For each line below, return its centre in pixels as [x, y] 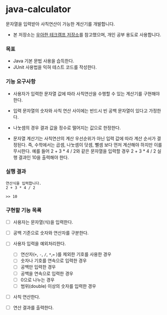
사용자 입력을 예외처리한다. [39, 244]
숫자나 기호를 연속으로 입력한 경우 [54, 260]
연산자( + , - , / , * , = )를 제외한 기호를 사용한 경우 [66, 254]
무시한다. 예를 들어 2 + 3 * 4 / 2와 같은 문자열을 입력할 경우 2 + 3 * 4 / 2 [85, 151]
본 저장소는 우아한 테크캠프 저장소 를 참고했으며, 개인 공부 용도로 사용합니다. [87, 34]
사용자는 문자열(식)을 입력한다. [43, 222]
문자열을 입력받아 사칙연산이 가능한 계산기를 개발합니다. [60, 24]
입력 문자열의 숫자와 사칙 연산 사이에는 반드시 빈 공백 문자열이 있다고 [80, 111]
